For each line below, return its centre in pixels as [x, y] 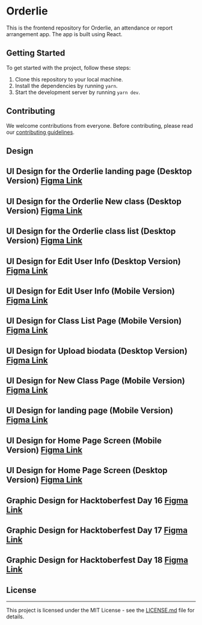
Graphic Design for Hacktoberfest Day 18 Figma [97, 560]
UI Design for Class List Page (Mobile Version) [94, 321]
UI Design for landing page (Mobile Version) [90, 411]
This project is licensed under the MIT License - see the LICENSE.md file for [100, 611]
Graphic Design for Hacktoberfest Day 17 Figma [97, 531]
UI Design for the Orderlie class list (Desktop [91, 231]
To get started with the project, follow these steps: [69, 68]
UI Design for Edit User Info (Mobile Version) [91, 291]
